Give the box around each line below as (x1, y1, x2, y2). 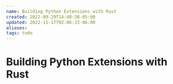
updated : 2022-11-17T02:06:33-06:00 (6, 19, 96, 25)
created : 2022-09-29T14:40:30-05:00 (6, 14, 96, 20)
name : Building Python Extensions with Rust (6, 8, 117, 15)
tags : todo (6, 30, 33, 36)
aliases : (6, 24, 28, 31)
